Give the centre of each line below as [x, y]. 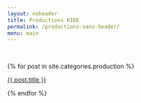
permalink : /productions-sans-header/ [64, 26]
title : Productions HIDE [43, 20]
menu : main [23, 33]
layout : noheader [32, 14]
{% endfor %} [27, 93]
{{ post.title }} [27, 80]
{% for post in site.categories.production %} [71, 66]
